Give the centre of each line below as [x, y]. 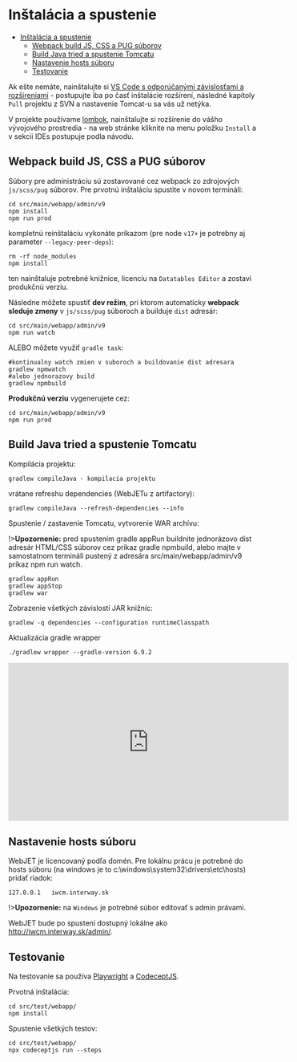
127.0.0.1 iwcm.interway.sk [59, 893]
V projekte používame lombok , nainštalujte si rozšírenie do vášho [115, 119]
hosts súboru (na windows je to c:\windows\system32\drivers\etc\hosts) [127, 869]
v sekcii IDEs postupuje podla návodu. [71, 136]
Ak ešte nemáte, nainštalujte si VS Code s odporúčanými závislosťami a [126, 87]
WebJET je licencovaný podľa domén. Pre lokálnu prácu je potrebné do [126, 861]
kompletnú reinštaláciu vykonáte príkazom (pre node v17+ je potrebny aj [127, 233]
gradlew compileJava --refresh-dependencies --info [96, 508]
